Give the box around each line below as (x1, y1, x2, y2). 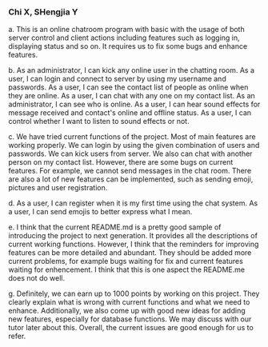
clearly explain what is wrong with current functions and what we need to (8, 297, 250, 307)
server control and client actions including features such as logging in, (8, 33, 240, 42)
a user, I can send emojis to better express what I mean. (8, 207, 193, 217)
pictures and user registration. (8, 183, 108, 193)
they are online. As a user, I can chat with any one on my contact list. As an (8, 91, 256, 101)
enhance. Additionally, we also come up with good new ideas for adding (8, 306, 246, 316)
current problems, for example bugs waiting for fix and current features (8, 257, 244, 266)
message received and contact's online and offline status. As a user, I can (8, 108, 252, 118)
